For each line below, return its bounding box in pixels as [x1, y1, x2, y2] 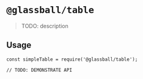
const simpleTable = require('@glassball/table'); [6, 56, 138, 62]
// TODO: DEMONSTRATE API [6, 67, 72, 73]
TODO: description [21, 22, 69, 29]
